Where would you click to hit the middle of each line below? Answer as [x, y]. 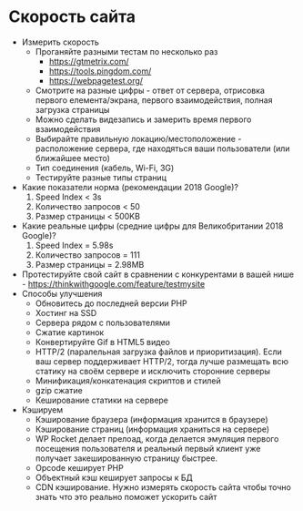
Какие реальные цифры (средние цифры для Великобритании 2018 [152, 226]
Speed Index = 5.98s [74, 245]
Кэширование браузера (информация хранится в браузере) [152, 419]
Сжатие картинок [70, 332]
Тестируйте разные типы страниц [101, 177]
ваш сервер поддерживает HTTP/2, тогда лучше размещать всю [162, 361]
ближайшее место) [73, 158]
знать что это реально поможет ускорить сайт [126, 496]
